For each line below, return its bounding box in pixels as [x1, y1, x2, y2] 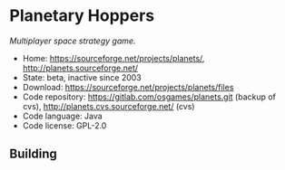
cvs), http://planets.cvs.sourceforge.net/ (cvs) [22, 100, 195, 111]
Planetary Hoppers [9, 5, 155, 26]
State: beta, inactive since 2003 [22, 71, 142, 82]
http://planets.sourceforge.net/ [22, 62, 139, 73]
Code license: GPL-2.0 [22, 119, 107, 131]
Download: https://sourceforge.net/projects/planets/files [22, 81, 234, 92]
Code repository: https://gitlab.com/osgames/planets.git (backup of [22, 91, 277, 102]
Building [9, 146, 57, 162]
